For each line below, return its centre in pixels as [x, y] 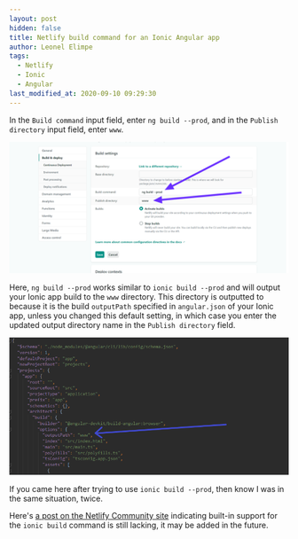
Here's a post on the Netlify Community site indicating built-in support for [143, 515]
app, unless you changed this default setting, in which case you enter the [143, 316]
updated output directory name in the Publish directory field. [122, 324]
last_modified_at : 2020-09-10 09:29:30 [83, 93]
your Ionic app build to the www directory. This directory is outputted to [137, 296]
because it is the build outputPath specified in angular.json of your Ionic [141, 306]
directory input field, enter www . [67, 129]
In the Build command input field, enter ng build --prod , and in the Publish [144, 120]
